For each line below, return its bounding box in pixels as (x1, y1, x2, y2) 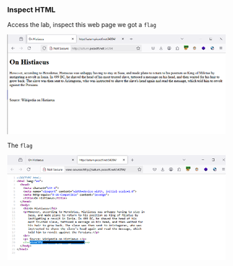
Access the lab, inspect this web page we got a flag (7, 21, 157, 29)
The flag (7, 141, 33, 150)
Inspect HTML (7, 5, 56, 15)
